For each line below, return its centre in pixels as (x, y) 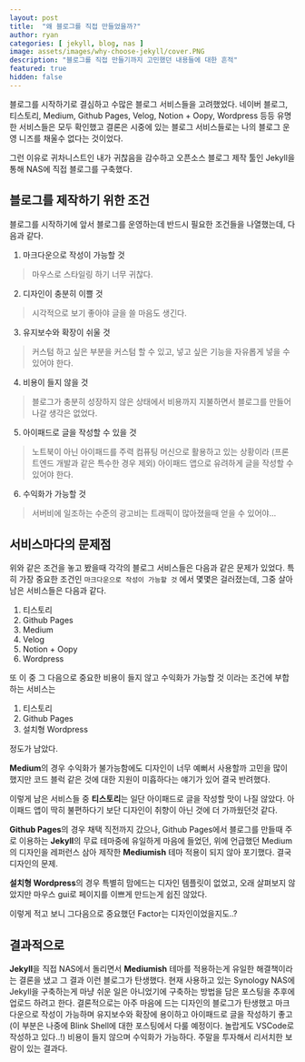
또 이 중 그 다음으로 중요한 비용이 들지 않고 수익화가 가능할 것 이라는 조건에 (141, 678)
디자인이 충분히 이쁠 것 (63, 293)
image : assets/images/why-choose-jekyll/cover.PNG (107, 52)
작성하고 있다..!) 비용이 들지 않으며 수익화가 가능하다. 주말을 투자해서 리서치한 (146, 1037)
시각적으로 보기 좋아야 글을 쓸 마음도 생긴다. (109, 313)
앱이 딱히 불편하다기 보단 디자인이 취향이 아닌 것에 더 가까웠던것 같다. (156, 810)
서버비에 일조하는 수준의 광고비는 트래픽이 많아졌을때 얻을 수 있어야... (154, 513)
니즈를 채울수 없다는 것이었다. (71, 138)
